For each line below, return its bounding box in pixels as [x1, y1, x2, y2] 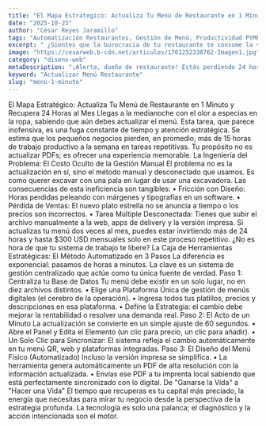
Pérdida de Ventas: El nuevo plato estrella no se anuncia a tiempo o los [8, 200, 239, 210]
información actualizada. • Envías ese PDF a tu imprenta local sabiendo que [8, 369, 256, 379]
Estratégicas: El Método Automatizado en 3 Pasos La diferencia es [8, 251, 225, 261]
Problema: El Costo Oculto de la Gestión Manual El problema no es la [8, 158, 233, 168]
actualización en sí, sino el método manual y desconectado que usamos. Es [8, 167, 255, 177]
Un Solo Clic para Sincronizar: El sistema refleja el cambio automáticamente [8, 335, 256, 345]
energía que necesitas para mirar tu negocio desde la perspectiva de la [8, 394, 241, 404]
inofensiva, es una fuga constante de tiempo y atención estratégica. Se [8, 124, 241, 135]
